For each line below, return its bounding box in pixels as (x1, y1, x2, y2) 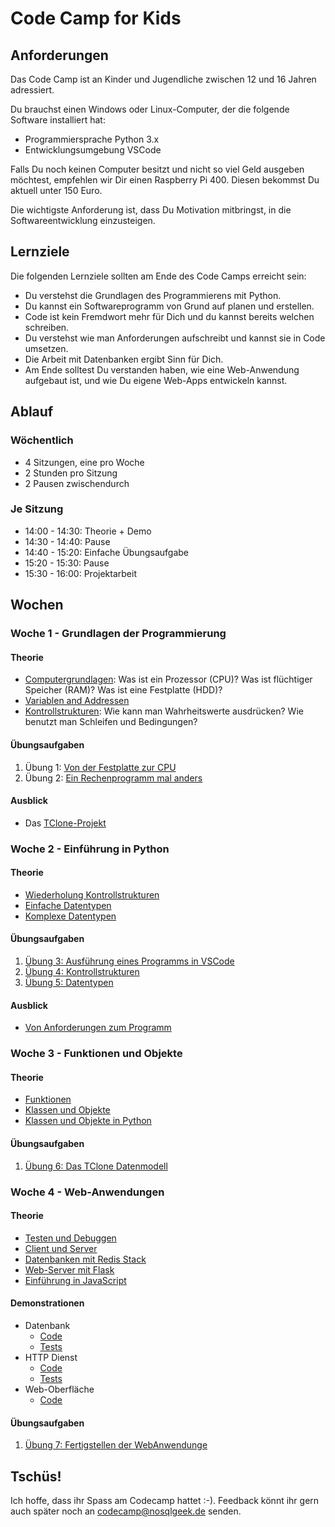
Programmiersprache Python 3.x (24, 133, 160, 145)
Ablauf (10, 403, 54, 421)
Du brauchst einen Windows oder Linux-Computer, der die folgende (10, 103, 290, 115)
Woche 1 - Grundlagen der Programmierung (10, 627, 227, 641)
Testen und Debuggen (24, 1232, 117, 1244)
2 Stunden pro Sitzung (24, 467, 118, 479)
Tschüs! (10, 1468, 62, 1485)
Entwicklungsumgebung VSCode (24, 144, 162, 156)
